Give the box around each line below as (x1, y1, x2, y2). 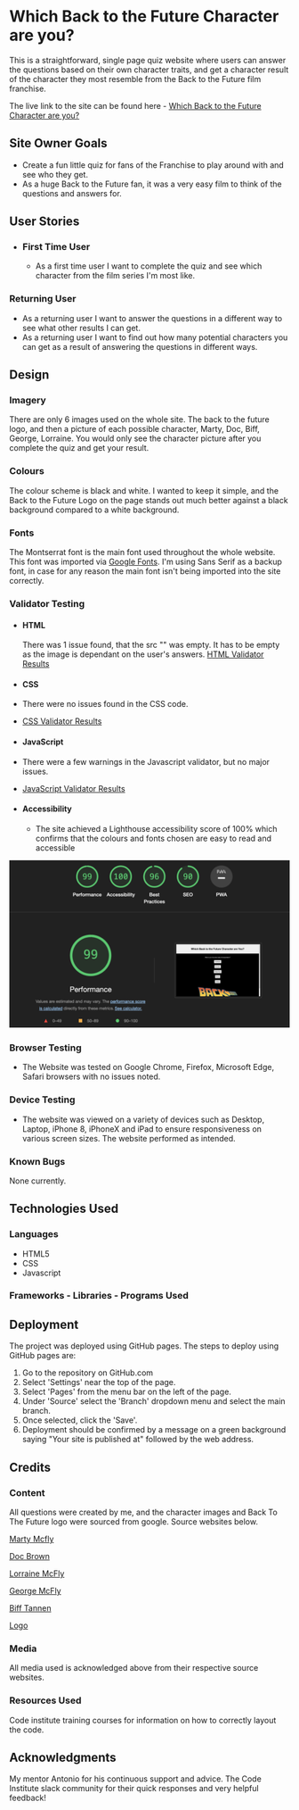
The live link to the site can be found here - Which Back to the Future (9, 100, 262, 111)
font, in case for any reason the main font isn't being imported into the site (9, 566, 281, 577)
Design (9, 368, 50, 383)
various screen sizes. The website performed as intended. (21, 1133, 236, 1143)
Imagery (9, 394, 46, 407)
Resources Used (9, 1694, 82, 1706)
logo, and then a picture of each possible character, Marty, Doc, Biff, (9, 424, 260, 435)
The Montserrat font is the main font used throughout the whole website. (9, 547, 276, 558)
